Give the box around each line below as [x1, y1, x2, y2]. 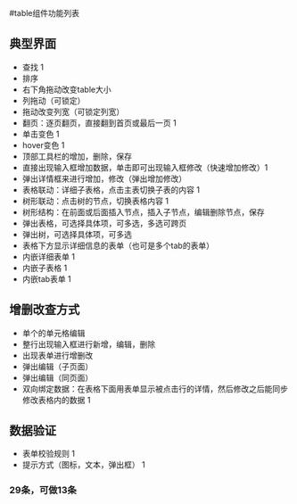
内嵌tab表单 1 [21, 273, 71, 284]
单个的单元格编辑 [21, 327, 86, 338]
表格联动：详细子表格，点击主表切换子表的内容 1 [21, 184, 201, 194]
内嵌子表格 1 [21, 262, 68, 273]
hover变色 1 [21, 139, 65, 150]
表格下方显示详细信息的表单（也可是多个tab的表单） [21, 240, 214, 251]
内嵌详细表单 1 [21, 251, 76, 261]
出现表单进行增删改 [21, 350, 94, 360]
